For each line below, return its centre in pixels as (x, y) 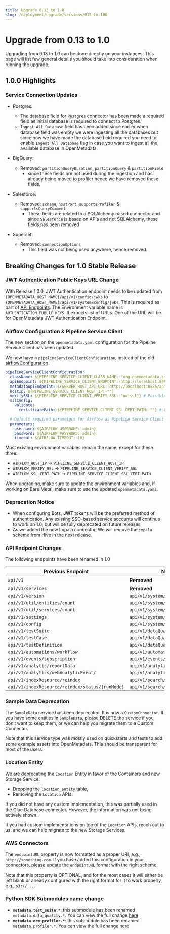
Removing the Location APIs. (43, 794)
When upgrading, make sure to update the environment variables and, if (80, 484)
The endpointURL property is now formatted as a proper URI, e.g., (73, 854)
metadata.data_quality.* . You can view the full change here (75, 915)
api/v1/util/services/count (41, 610)
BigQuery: (23, 158)
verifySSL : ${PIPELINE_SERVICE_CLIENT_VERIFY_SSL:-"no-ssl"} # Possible (88, 396)
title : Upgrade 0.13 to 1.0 (35, 10)
